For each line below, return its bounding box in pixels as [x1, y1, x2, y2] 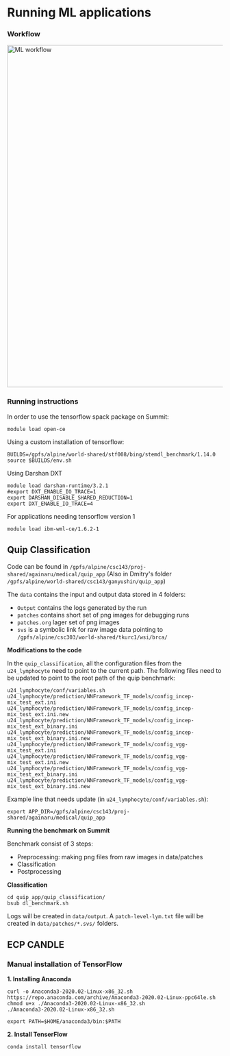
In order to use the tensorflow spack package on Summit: [7, 413, 169, 421]
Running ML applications [7, 5, 152, 21]
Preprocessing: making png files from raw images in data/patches [16, 852, 203, 861]
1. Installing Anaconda [7, 975, 72, 983]
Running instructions [7, 397, 79, 406]
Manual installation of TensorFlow [7, 959, 123, 969]
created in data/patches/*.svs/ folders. [7, 919, 118, 927]
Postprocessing [16, 867, 62, 875]
